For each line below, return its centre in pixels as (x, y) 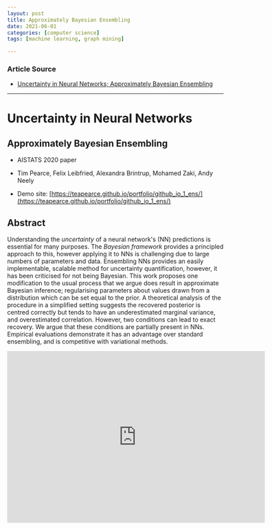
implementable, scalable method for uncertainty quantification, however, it (112, 269)
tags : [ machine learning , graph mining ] (66, 39)
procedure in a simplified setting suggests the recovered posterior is (104, 305)
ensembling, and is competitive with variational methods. (88, 341)
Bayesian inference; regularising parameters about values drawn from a (109, 291)
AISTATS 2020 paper (47, 160)
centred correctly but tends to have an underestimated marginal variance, (111, 313)
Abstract (26, 223)
